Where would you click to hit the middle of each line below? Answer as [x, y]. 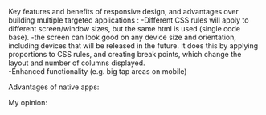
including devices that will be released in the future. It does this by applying [133, 46]
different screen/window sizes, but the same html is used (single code [125, 29]
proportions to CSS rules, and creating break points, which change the [125, 54]
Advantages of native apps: [54, 87]
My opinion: [28, 103]
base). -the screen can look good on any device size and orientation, [123, 37]
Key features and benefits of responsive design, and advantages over [123, 12]
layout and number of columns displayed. [77, 63]
